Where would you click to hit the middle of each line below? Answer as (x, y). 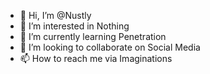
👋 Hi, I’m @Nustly (55, 15)
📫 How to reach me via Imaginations (96, 58)
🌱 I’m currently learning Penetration (93, 36)
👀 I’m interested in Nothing (74, 26)
